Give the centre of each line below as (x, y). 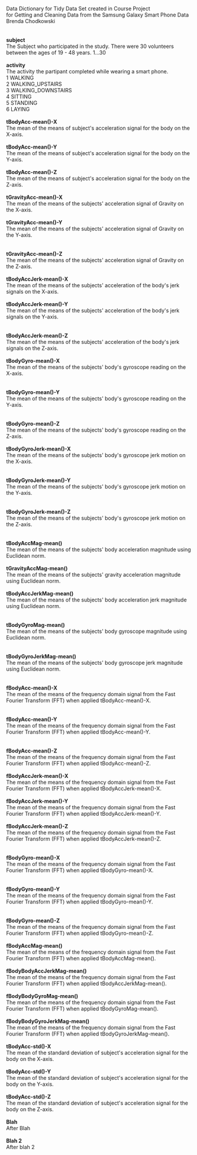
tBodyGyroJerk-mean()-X (38, 449)
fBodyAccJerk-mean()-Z (37, 826)
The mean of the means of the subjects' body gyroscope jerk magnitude (95, 663)
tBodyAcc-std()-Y (29, 1072)
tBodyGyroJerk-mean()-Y (38, 480)
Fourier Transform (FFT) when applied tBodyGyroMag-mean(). (82, 1008)
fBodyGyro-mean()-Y (33, 889)
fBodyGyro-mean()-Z (33, 921)
